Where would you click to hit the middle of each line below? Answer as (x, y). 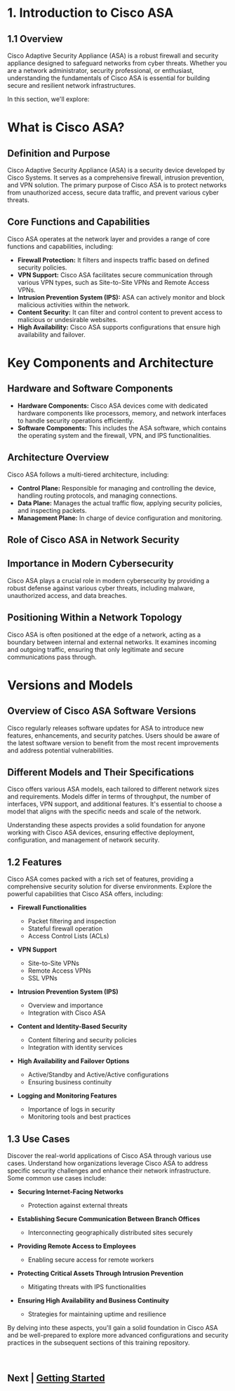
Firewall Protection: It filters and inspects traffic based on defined (113, 260)
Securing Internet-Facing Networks (70, 1192)
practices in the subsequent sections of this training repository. (99, 1343)
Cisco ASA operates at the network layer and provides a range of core (109, 239)
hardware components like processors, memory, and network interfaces (122, 413)
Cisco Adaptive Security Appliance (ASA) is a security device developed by (116, 170)
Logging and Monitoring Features (67, 1096)
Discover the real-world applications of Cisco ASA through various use (109, 1156)
